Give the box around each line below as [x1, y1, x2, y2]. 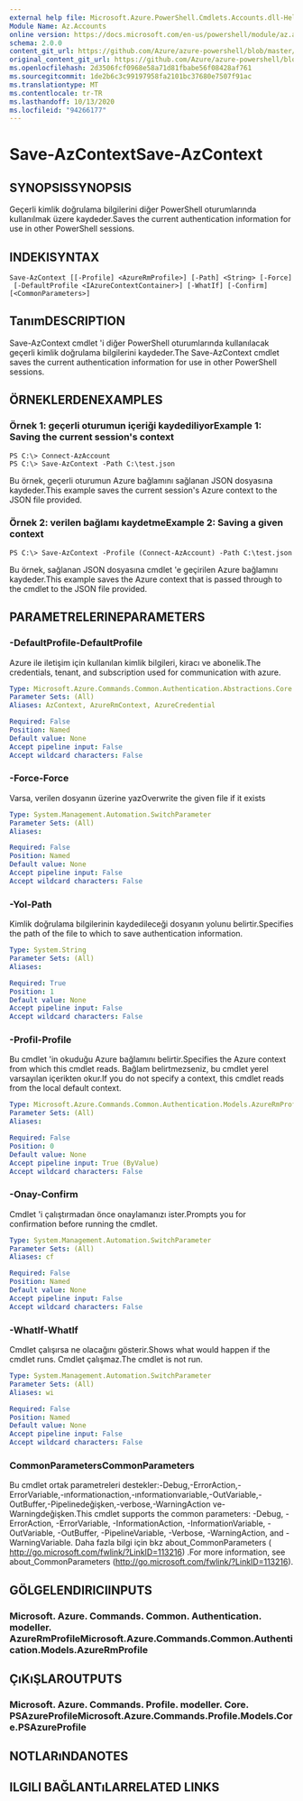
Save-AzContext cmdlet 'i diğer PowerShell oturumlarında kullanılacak [9, 337, 270, 348]
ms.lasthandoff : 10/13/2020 [9, 97, 115, 106]
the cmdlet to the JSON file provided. [9, 583, 148, 594]
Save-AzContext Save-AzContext [9, 144, 263, 165]
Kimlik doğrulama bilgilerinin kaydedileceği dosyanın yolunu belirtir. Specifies [9, 919, 294, 929]
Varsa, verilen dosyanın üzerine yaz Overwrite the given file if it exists [9, 792, 266, 803]
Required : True [9, 978, 67, 988]
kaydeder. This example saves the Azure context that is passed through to [9, 574, 282, 585]
